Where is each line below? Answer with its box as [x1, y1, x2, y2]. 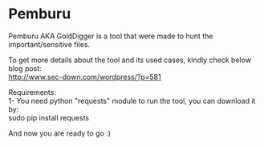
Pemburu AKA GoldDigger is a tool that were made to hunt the [8, 31, 213, 41]
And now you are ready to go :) [8, 128, 111, 138]
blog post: [8, 63, 42, 73]
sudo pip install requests [8, 112, 90, 122]
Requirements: [8, 87, 56, 97]
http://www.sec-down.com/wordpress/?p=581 [8, 72, 162, 81]
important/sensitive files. [8, 39, 91, 49]
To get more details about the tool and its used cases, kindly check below [8, 55, 251, 65]
